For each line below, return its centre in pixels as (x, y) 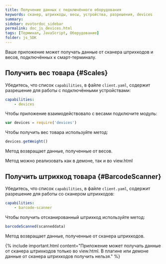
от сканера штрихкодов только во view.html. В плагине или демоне (77, 251)
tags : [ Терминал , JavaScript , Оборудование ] (52, 33)
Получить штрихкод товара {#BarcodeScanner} (83, 176)
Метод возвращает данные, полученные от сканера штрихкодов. (75, 236)
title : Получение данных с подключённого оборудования (63, 10)
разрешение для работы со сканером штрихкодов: (60, 194)
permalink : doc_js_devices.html (39, 28)
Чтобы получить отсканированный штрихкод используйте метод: (75, 217)
